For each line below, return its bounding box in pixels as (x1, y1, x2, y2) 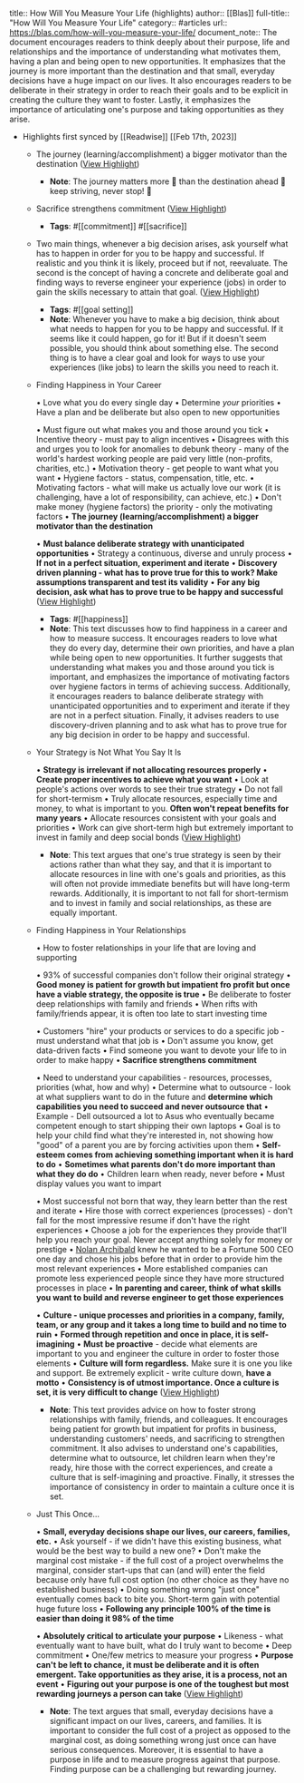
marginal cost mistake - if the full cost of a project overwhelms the (35, 1555, 284, 1565)
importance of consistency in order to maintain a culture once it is (49, 1482, 295, 1492)
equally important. (49, 907, 118, 918)
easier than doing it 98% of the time (35, 1613, 175, 1623)
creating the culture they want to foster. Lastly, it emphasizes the (9, 94, 252, 105)
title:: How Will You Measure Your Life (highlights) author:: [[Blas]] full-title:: (9, 8, 290, 18)
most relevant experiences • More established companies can (35, 1263, 269, 1273)
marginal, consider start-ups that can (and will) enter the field (35, 1564, 265, 1575)
